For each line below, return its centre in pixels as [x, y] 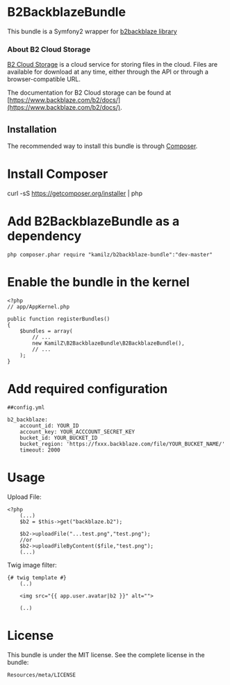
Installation [32, 129]
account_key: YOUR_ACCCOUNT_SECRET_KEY [77, 431]
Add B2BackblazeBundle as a [93, 221]
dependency [44, 236]
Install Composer [58, 174]
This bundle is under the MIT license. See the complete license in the [106, 654]
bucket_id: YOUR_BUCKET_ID [59, 438]
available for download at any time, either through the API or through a [108, 72]
